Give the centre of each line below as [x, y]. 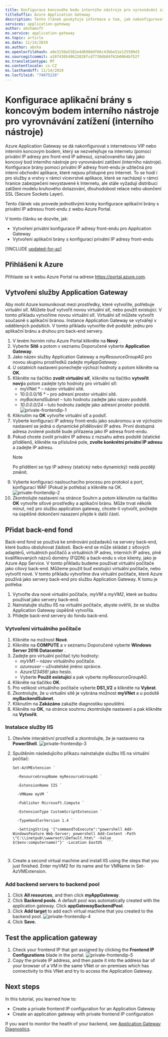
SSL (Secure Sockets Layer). [34, 194]
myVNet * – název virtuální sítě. [52, 389]
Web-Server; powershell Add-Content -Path [91, 834]
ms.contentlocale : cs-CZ [31, 66]
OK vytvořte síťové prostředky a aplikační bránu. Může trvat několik [82, 503]
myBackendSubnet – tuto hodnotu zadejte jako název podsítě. [84, 400]
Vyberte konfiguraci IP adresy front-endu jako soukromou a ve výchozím [87, 421]
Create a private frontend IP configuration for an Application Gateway [84, 1008]
